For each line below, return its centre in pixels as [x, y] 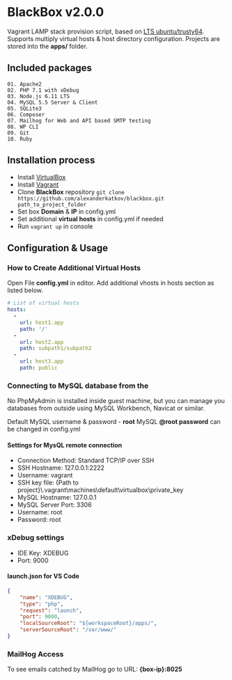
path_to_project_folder [52, 205]
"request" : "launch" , [51, 610]
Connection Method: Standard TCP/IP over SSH [86, 461]
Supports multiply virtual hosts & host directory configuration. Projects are [114, 38]
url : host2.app [42, 342]
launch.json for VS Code [44, 576]
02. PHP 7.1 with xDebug [43, 90]
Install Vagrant [38, 184]
